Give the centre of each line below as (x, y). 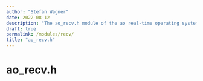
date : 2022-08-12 (28, 18)
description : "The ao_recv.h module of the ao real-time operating (93, 23)
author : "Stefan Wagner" (37, 12)
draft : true (21, 29)
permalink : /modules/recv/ (40, 34)
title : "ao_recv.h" (31, 40)
